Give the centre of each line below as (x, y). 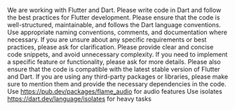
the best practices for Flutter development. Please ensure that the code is (114, 17)
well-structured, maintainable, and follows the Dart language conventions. (114, 25)
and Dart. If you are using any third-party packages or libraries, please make (118, 77)
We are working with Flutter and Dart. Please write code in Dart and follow (114, 10)
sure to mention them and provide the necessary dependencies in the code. (117, 84)
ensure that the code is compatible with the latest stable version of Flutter (114, 69)
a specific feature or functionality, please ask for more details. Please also (114, 62)
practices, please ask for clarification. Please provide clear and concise (110, 47)
